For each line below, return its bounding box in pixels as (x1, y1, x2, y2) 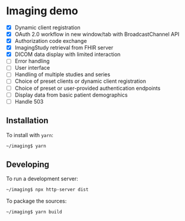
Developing (6, 159, 49, 169)
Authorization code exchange (14, 38, 87, 45)
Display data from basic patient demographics (14, 91, 128, 98)
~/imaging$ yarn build (6, 209, 62, 215)
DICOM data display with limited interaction (14, 51, 121, 58)
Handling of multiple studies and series (14, 71, 111, 78)
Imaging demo (6, 4, 78, 18)
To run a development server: (6, 175, 78, 182)
